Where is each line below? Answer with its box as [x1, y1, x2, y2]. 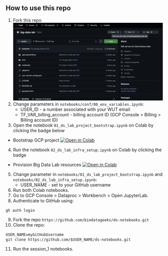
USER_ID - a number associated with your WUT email [20, 106, 130, 112]
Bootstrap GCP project [12, 137, 59, 143]
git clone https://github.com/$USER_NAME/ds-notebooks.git [5, 237, 131, 243]
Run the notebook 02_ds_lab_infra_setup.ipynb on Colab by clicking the [12, 147, 162, 153]
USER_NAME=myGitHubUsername [5, 232, 64, 238]
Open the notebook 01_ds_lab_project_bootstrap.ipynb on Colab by [12, 122, 154, 128]
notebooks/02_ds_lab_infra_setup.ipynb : [12, 176, 97, 183]
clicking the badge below [12, 128, 65, 134]
